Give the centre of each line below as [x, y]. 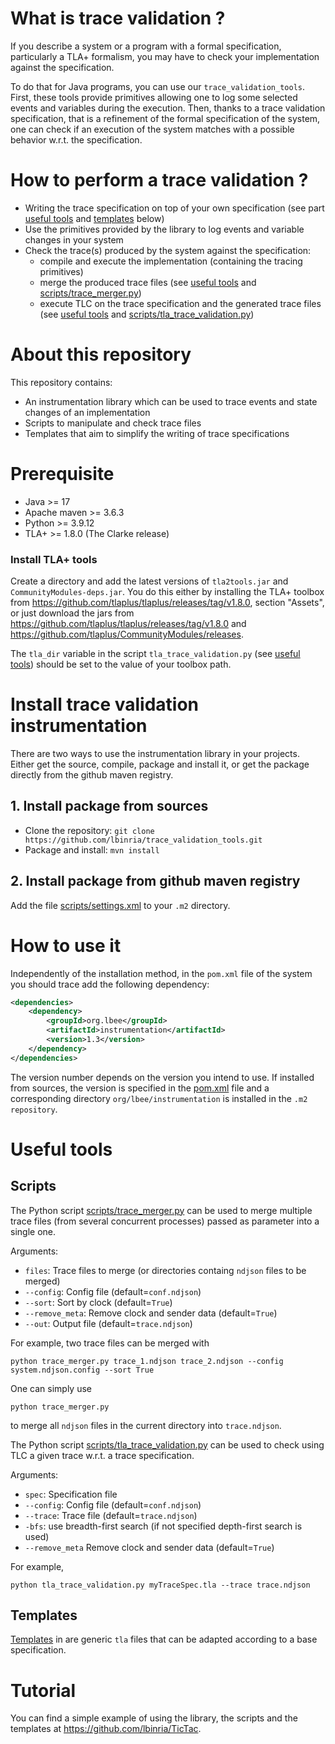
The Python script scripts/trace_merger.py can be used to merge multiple [161, 1210]
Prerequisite [62, 474]
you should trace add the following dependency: [110, 984]
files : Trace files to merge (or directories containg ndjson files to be [165, 1270]
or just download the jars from [72, 613]
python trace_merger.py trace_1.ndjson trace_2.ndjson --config [147, 1361]
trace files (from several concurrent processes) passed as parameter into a [165, 1221]
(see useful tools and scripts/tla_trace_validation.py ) [147, 314]
